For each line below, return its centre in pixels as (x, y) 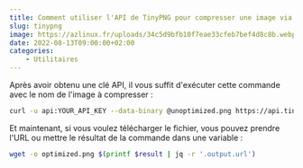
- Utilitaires (52, 59)
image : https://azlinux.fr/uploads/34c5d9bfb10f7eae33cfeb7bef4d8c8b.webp (153, 34)
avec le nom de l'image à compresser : (81, 94)
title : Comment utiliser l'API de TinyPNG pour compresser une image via (151, 18)
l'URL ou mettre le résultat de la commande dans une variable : (126, 137)
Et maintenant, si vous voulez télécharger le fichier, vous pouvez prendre (145, 128)
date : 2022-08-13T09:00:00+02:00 (72, 43)
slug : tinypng (36, 26)
